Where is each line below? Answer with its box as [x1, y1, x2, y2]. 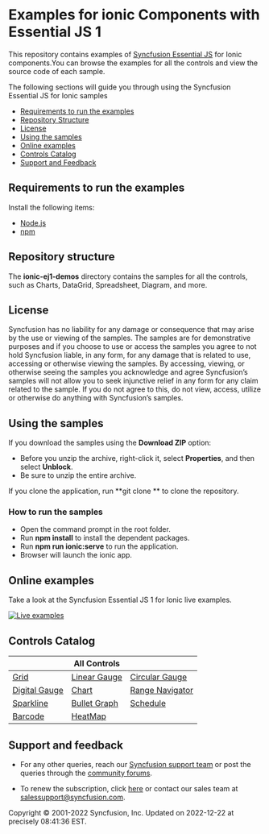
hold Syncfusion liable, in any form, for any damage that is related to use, [8, 351, 251, 360]
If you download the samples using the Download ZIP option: [8, 438, 212, 448]
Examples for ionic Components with [8, 6, 260, 24]
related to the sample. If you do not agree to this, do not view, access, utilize [8, 384, 262, 394]
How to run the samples [8, 506, 103, 517]
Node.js [19, 218, 47, 227]
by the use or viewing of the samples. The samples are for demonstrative [8, 333, 251, 343]
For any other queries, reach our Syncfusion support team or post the [19, 759, 251, 769]
